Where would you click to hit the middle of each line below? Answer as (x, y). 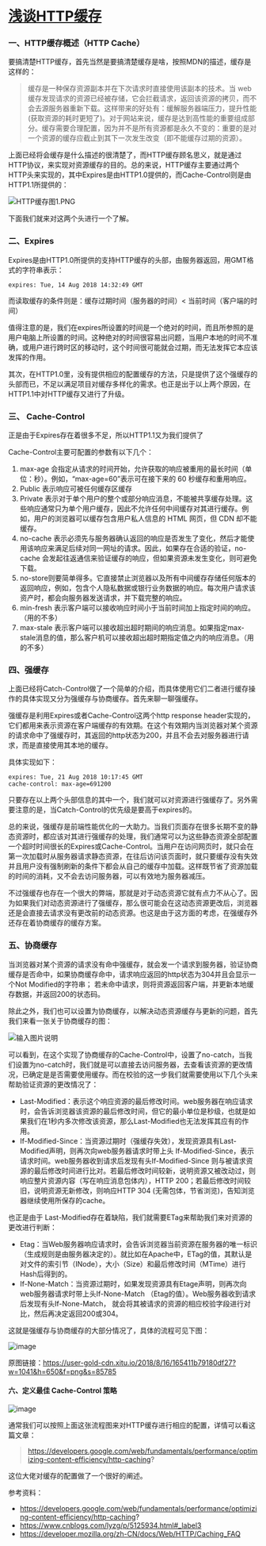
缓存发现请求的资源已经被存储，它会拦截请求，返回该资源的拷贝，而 (139, 98)
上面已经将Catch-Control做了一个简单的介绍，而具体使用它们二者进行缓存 (129, 689)
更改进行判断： (32, 1227)
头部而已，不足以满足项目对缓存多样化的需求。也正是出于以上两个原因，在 (129, 384)
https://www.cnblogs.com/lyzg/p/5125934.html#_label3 (110, 1525)
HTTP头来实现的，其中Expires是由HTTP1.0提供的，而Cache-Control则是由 (130, 175)
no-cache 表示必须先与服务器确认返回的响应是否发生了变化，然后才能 (133, 538)
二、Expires (31, 241)
